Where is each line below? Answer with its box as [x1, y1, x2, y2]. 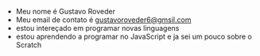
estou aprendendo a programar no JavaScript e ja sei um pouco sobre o [15, 32, 252, 41]
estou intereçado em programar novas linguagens [15, 24, 180, 32]
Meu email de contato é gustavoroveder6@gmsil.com [15, 15, 192, 24]
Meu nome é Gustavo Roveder [15, 7, 115, 16]
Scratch [15, 40, 42, 50]
